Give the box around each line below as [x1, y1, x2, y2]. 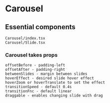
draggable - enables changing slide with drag [5, 93, 103, 98]
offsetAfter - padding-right [5, 67, 65, 72]
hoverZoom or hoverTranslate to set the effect [5, 80, 106, 85]
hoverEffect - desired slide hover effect [5, 76, 94, 81]
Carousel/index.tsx [5, 36, 46, 41]
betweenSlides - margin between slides [5, 71, 88, 77]
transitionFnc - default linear [5, 89, 72, 94]
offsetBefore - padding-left [5, 63, 65, 68]
